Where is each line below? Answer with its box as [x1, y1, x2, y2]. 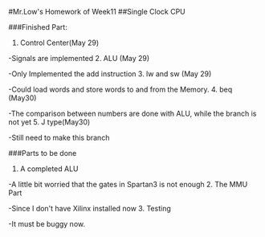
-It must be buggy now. [8, 219, 86, 228]
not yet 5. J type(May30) [8, 117, 91, 127]
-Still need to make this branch [8, 133, 110, 142]
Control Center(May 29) [19, 38, 100, 47]
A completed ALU [19, 164, 79, 174]
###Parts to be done [8, 149, 77, 157]
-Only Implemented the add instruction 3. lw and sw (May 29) [8, 69, 212, 79]
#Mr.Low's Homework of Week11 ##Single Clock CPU [8, 7, 186, 16]
